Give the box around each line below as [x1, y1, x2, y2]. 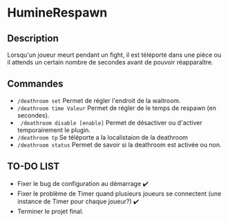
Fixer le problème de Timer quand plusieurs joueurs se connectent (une [17, 189, 222, 198]
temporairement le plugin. [17, 126, 91, 134]
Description [7, 33, 59, 44]
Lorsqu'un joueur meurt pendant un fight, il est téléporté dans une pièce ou [7, 50, 222, 59]
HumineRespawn [7, 5, 108, 21]
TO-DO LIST [7, 160, 60, 172]
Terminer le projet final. [17, 207, 84, 215]
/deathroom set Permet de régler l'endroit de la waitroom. [17, 96, 181, 104]
